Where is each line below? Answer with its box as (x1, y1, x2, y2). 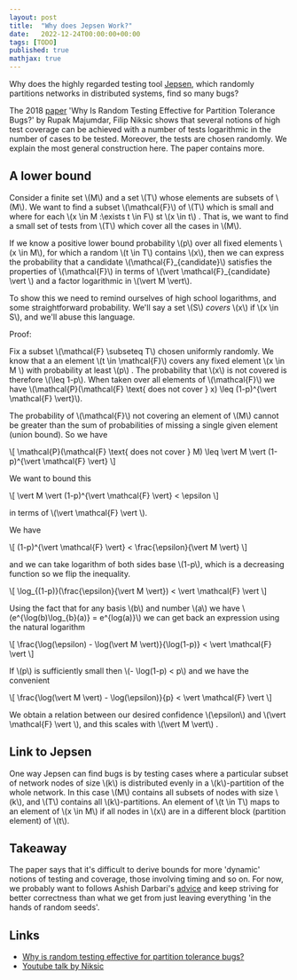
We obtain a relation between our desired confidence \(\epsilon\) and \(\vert (9, 709, 286, 720)
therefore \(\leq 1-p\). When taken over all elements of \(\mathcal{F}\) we (9, 374, 276, 384)
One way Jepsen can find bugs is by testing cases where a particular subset (9, 768, 289, 778)
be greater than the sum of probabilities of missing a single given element (9, 419, 278, 431)
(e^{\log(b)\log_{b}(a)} (9, 612, 90, 622)
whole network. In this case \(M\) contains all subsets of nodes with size (9, 786, 274, 797)
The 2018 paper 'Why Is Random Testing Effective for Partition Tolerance (9, 106, 276, 115)
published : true (9, 46, 69, 55)
